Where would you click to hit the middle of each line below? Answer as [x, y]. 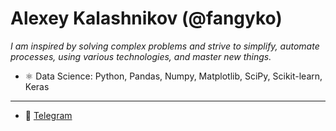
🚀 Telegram [48, 115]
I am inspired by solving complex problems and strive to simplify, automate [165, 46]
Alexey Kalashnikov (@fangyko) [146, 18]
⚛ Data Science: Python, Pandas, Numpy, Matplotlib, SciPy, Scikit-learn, [173, 76]
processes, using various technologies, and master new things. [141, 56]
